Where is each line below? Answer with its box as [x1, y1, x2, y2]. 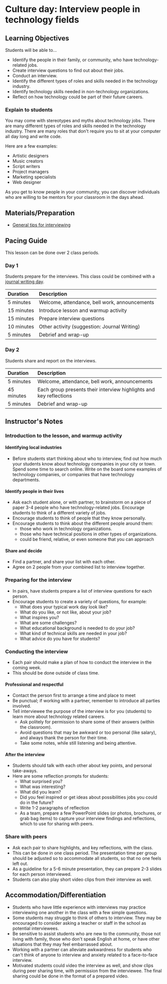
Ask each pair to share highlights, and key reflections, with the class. [12, 844, 153, 850]
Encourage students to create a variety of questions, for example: [12, 598, 147, 604]
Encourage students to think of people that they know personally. [12, 515, 146, 521]
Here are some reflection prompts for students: [12, 773, 109, 779]
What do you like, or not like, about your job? [19, 609, 112, 615]
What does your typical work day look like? [19, 604, 108, 610]
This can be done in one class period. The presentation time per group [12, 850, 158, 856]
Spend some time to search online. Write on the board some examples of [12, 466, 162, 472]
